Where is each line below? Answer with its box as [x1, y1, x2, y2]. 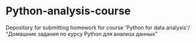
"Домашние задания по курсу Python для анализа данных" [5, 30, 158, 37]
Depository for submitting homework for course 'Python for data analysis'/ [5, 24, 190, 31]
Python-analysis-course [5, 4, 131, 18]
